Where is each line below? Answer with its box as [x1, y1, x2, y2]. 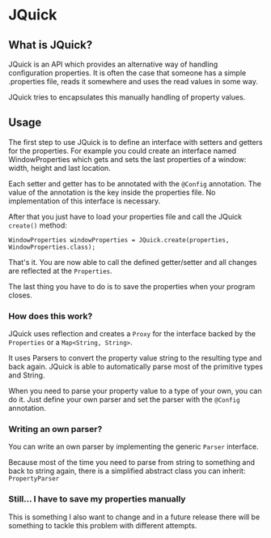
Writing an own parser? [8, 424, 103, 435]
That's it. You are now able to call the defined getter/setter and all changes [8, 257, 257, 267]
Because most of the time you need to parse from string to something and [8, 458, 255, 468]
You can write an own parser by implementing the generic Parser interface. [8, 442, 259, 451]
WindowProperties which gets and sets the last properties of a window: [8, 154, 247, 164]
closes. [8, 290, 32, 300]
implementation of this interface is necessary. [8, 196, 161, 206]
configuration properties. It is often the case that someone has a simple [8, 68, 247, 78]
